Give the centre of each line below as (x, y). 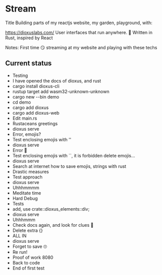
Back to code (26, 262)
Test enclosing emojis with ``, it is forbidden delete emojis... (74, 155)
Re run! (20, 252)
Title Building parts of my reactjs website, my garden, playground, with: (79, 23)
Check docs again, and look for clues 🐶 (53, 225)
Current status (28, 63)
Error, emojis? (27, 134)
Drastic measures (31, 171)
